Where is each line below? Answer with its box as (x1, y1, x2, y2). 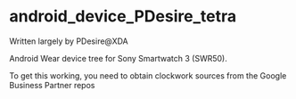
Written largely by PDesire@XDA (9, 36, 128, 46)
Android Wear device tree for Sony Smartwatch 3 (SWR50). (9, 53, 227, 63)
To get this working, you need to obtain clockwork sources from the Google (9, 70, 287, 81)
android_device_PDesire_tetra (9, 6, 237, 27)
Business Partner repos (9, 79, 95, 90)
